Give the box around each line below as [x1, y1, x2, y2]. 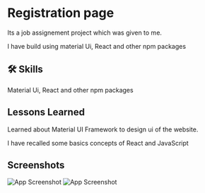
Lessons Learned [7, 106, 85, 118]
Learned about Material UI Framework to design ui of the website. [7, 125, 199, 134]
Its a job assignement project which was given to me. [7, 28, 163, 37]
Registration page [7, 5, 115, 21]
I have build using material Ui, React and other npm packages [7, 42, 186, 50]
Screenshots [7, 159, 65, 171]
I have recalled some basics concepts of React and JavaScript [7, 139, 189, 147]
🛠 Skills [7, 64, 44, 76]
